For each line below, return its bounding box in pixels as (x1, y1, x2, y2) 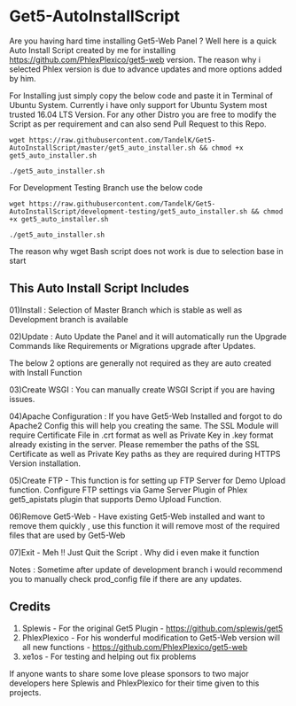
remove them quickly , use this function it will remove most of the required (9, 520, 281, 531)
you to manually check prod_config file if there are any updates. (9, 573, 242, 584)
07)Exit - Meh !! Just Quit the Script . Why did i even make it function (9, 547, 260, 557)
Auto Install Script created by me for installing (9, 44, 175, 55)
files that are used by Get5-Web (9, 530, 126, 540)
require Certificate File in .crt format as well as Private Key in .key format (9, 430, 274, 440)
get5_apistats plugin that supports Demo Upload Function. (9, 493, 222, 504)
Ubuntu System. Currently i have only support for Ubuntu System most (9, 99, 268, 110)
